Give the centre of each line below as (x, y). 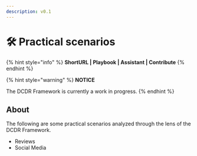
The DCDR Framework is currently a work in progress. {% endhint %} (90, 91)
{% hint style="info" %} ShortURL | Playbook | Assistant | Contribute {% (95, 62)
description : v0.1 (29, 11)
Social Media (30, 148)
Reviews (25, 141)
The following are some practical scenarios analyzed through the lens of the (99, 124)
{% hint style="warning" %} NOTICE (51, 79)
